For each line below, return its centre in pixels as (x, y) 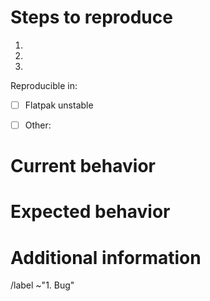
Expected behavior (90, 212)
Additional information (106, 257)
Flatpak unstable (59, 105)
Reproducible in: (44, 85)
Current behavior (83, 166)
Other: (38, 125)
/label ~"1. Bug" (42, 285)
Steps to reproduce (91, 17)
